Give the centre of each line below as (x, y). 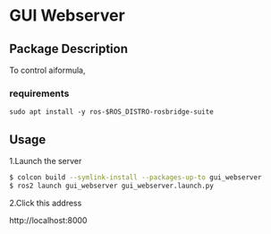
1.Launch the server (46, 161)
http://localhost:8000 (48, 220)
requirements (39, 93)
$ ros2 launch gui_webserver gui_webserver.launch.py (112, 186)
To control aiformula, (48, 70)
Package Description (68, 49)
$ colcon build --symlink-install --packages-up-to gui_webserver (135, 178)
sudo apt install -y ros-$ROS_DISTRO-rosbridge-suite (112, 112)
